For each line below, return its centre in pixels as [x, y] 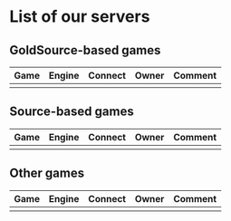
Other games [47, 173]
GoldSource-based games [85, 50]
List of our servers [80, 17]
